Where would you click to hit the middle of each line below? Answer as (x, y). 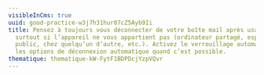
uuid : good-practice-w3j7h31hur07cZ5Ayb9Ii (81, 23)
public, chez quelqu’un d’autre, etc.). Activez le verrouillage (125, 45)
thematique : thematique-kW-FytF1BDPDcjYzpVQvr (86, 59)
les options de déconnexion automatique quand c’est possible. (121, 52)
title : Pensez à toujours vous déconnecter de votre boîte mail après (126, 30)
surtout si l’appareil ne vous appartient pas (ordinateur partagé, (130, 37)
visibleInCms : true (40, 15)
